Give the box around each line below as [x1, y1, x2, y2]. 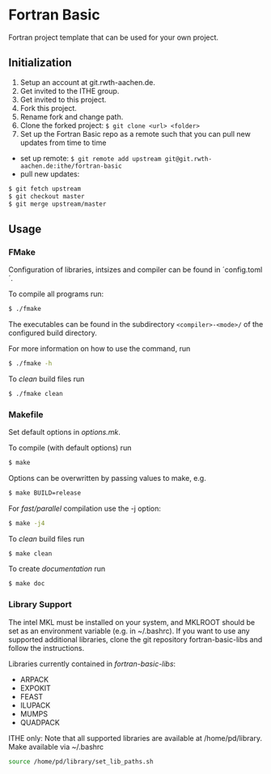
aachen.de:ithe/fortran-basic [19, 162, 123, 170]
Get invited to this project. [19, 95, 107, 104]
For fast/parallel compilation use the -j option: [8, 504, 162, 513]
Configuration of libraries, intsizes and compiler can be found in [8, 265, 221, 274]
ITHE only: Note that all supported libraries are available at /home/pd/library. [8, 733, 263, 742]
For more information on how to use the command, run [8, 343, 191, 353]
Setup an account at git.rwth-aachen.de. [19, 77, 156, 87]
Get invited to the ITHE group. [19, 86, 120, 96]
